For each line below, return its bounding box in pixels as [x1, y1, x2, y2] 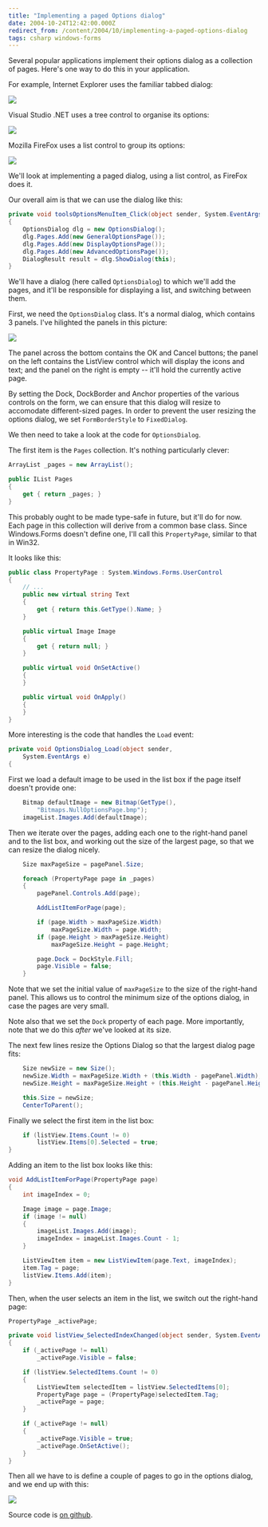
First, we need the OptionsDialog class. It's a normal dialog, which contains [8, 309, 255, 319]
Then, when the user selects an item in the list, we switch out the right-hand [8, 1293, 258, 1303]
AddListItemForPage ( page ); [37, 904, 127, 912]
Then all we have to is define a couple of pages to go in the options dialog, [8, 1471, 254, 1481]
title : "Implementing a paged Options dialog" [8, 11, 166, 20]
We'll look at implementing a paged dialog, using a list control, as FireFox [8, 171, 248, 180]
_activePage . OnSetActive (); [37, 1442, 130, 1450]
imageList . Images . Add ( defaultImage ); [22, 813, 148, 821]
